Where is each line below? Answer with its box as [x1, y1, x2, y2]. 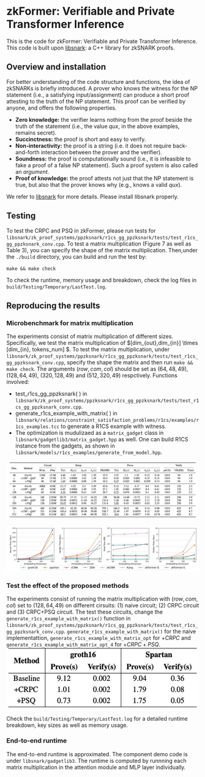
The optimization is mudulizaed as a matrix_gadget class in [15, 429, 164, 437]
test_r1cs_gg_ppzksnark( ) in [15, 390, 88, 397]
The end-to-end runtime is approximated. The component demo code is [6, 750, 188, 757]
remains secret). [15, 129, 57, 136]
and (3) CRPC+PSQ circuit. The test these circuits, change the [6, 608, 163, 616]
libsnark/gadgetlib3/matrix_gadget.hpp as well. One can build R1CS [15, 436, 188, 443]
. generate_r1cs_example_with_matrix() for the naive [64, 628, 196, 635]
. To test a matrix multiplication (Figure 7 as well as [64, 240, 192, 247]
